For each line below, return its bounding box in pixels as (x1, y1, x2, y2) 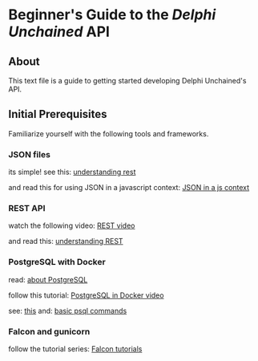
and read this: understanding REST (8, 237, 123, 246)
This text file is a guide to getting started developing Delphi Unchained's (8, 76, 247, 85)
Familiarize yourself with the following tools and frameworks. (8, 128, 209, 138)
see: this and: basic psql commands (8, 306, 127, 315)
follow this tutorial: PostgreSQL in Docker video (8, 290, 164, 300)
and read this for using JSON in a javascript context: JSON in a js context (8, 183, 250, 193)
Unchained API (8, 22, 111, 41)
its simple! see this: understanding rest (8, 167, 136, 177)
